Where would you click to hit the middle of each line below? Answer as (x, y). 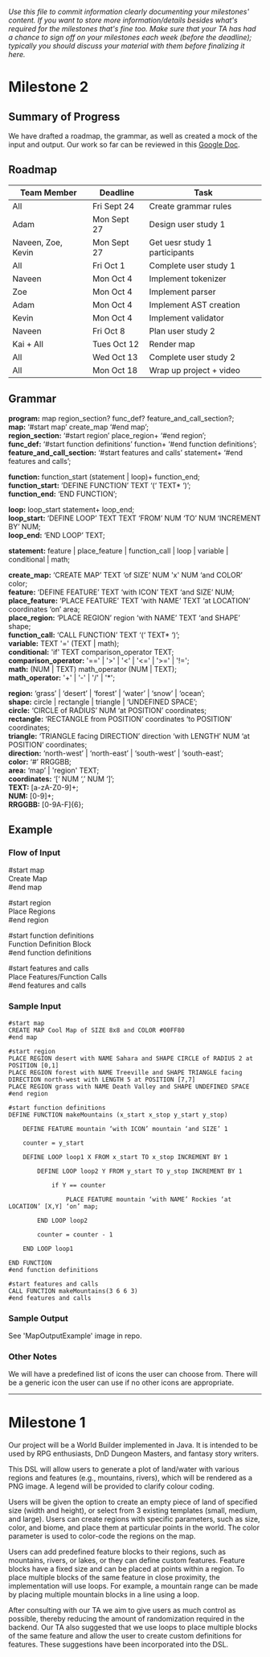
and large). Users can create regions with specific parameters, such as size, (134, 1519)
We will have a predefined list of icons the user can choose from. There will (133, 1374)
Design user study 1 (187, 224)
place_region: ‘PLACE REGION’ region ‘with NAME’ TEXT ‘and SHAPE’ (125, 617)
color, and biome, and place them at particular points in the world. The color (134, 1528)
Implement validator (187, 317)
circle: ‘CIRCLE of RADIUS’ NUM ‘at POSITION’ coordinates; (108, 710)
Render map (172, 344)
